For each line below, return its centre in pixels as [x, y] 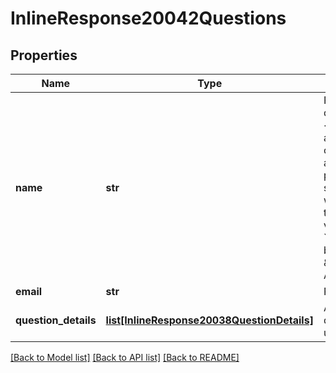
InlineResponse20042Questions [148, 18]
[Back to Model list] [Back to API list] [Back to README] [125, 357]
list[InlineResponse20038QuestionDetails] [209, 320]
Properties [44, 55]
